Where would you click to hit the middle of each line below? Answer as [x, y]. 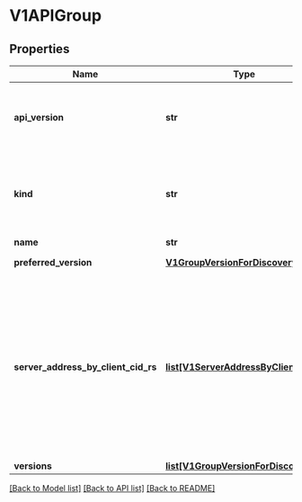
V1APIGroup [55, 16]
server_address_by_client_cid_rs [85, 367]
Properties [40, 49]
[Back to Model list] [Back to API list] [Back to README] [112, 488]
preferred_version [53, 262]
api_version [39, 117]
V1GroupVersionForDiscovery [231, 262]
